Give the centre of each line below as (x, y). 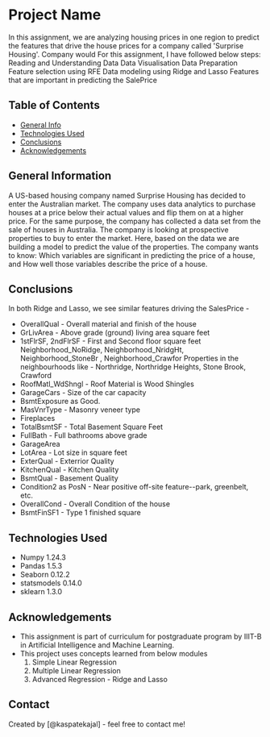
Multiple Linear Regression (76, 670)
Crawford (36, 376)
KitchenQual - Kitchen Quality (69, 470)
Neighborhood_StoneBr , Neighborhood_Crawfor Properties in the (129, 358)
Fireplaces (37, 418)
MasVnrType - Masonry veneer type (80, 410)
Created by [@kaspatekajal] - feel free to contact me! (97, 724)
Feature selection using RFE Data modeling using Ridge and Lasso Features (134, 71)
